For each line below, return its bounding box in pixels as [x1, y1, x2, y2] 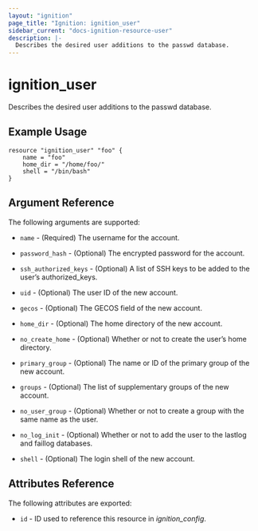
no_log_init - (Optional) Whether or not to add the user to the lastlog [19, 430, 247, 439]
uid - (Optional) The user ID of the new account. [19, 287, 178, 297]
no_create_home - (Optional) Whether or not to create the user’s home [19, 334, 247, 343]
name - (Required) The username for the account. [19, 232, 180, 242]
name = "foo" [22, 153, 66, 161]
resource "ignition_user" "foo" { [8, 146, 123, 154]
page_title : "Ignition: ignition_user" [8, 19, 141, 27]
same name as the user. [19, 414, 99, 424]
